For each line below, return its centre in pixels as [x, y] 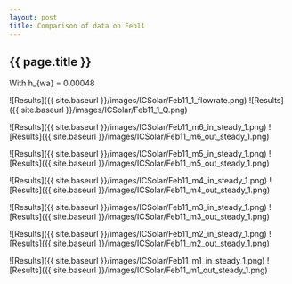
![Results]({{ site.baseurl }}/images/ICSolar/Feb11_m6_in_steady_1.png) [138, 127]
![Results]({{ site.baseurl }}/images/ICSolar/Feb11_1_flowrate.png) [128, 101]
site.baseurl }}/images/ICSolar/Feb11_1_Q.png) [105, 110]
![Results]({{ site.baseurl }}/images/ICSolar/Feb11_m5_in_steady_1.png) [138, 154]
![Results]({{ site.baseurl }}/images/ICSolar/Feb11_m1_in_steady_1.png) [137, 261]
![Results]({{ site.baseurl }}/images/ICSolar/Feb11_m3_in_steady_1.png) [138, 207]
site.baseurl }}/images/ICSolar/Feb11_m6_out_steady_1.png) [161, 137]
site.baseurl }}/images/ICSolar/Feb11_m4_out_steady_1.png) [162, 190]
